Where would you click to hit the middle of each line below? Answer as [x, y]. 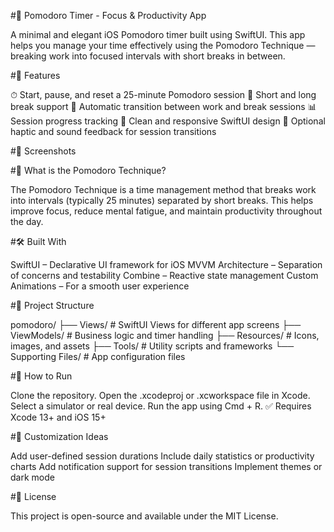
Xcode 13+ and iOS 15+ [58, 417]
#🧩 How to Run [41, 376]
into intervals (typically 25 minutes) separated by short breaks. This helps [162, 200]
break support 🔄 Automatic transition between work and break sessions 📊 [163, 106]
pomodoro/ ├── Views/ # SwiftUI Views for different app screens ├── [156, 324]
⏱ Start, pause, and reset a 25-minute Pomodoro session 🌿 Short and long [163, 94]
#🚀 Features [35, 75]
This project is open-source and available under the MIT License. [144, 516]
